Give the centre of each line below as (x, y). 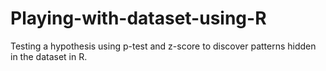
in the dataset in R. (49, 56)
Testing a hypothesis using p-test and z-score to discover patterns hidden (163, 46)
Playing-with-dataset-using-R (138, 18)
